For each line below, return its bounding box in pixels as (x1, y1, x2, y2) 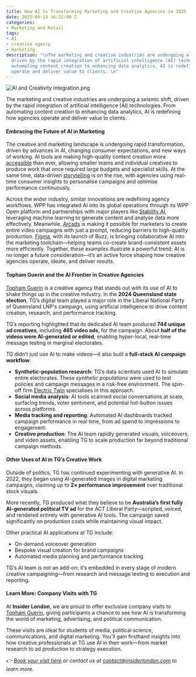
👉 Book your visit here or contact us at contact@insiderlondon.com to (6, 657, 177, 664)
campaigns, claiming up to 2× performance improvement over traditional (6, 481, 183, 489)
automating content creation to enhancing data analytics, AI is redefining (6, 108, 181, 115)
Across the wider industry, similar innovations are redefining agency (6, 195, 170, 202)
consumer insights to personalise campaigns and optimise (17, 178, 158, 185)
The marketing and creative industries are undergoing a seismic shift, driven (6, 96, 190, 103)
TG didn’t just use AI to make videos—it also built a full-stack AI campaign (6, 350, 186, 358)
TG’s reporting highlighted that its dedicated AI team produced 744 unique (6, 320, 185, 328)
